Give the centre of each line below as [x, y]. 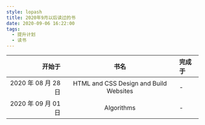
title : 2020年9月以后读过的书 [41, 18]
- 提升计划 [24, 35]
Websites [120, 91]
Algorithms [120, 108]
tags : [13, 29]
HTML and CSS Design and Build [120, 83]
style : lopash [24, 12]
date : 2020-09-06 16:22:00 [41, 23]
